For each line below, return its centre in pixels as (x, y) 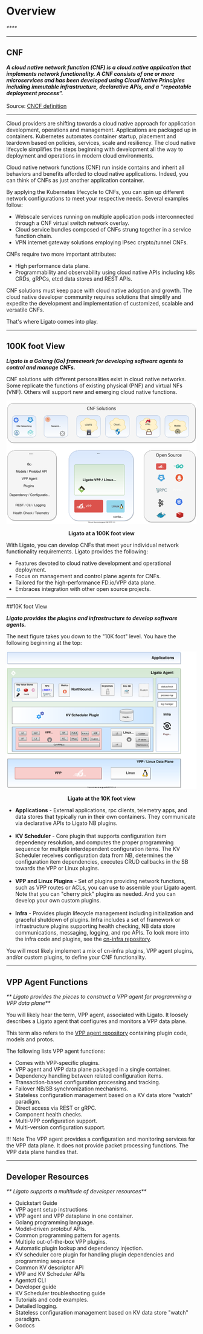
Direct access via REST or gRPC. (56, 1108)
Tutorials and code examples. (52, 1300)
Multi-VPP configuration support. (56, 1121)
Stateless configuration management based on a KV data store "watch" (104, 1095)
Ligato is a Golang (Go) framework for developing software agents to (95, 361)
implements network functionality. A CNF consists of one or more (91, 73)
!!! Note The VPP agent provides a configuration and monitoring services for (101, 1139)
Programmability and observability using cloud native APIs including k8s (105, 272)
